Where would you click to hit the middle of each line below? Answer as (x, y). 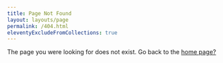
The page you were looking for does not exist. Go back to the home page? (112, 52)
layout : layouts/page (38, 20)
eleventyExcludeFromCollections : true (62, 33)
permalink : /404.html (38, 26)
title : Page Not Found (39, 13)
